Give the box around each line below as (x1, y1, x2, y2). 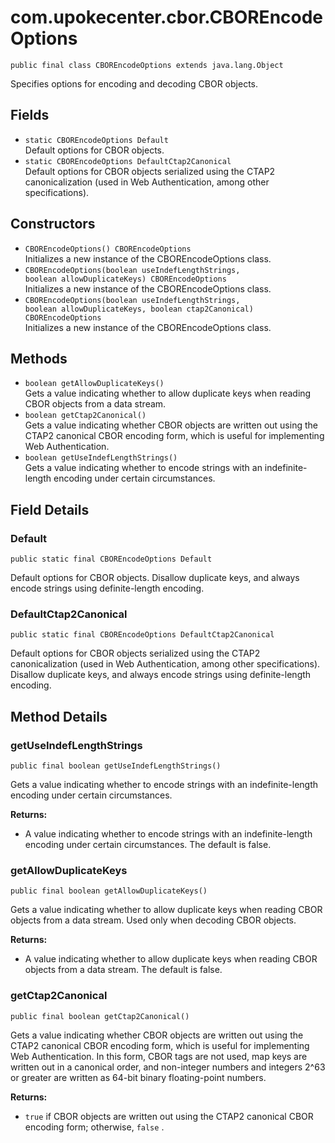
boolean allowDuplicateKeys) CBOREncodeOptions (24, 274, 227, 284)
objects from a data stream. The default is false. (24, 964, 223, 976)
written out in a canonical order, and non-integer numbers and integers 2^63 (10, 1061, 326, 1073)
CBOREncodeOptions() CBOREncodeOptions (24, 244, 192, 254)
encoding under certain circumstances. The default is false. (24, 839, 272, 851)
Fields (10, 107, 50, 124)
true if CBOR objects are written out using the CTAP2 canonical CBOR (24, 1110, 314, 1122)
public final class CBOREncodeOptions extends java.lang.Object (10, 60, 284, 70)
